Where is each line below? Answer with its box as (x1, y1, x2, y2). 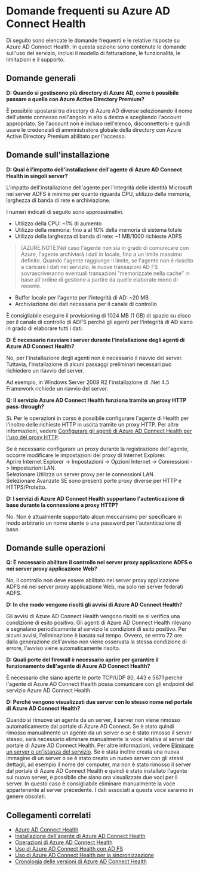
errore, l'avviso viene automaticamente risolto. (6, 645, 121, 652)
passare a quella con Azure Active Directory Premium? (6, 95, 145, 102)
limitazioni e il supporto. (6, 56, 65, 63)
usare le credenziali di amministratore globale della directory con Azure (6, 126, 181, 133)
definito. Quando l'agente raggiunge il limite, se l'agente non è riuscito (20, 256, 194, 264)
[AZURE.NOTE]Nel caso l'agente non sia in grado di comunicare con (20, 244, 189, 251)
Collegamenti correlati (6, 810, 91, 820)
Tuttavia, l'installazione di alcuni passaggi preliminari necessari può (6, 361, 172, 368)
